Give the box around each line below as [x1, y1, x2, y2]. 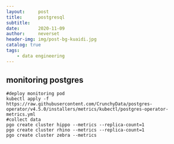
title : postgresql [6, 14, 65, 20]
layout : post [6, 8, 49, 15]
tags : [6, 48, 20, 54]
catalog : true [6, 42, 42, 48]
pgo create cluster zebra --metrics [6, 132, 97, 139]
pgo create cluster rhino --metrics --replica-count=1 [6, 127, 145, 133]
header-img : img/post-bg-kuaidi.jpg [6, 36, 97, 42]
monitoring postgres [6, 75, 84, 85]
